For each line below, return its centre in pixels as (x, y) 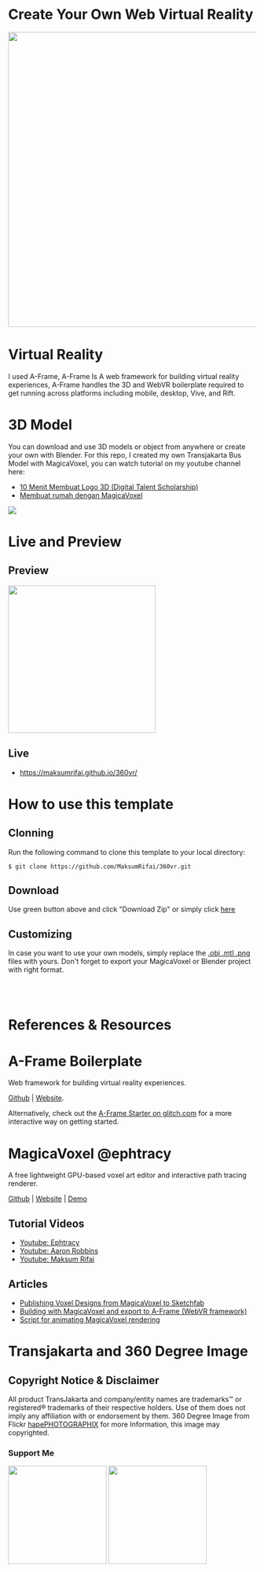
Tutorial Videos (46, 1223)
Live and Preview (65, 542)
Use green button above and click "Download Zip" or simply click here (122, 909)
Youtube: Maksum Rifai (57, 1259)
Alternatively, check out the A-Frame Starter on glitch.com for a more (120, 1114)
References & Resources (90, 1025)
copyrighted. (29, 1432)
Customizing (40, 934)
